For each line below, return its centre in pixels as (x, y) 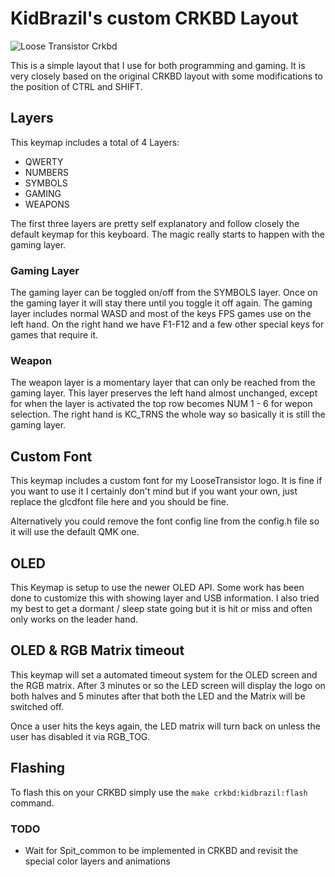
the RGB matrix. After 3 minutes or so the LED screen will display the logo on (168, 685)
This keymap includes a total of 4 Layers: (95, 142)
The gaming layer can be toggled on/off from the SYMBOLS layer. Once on (164, 293)
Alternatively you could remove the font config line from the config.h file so (165, 521)
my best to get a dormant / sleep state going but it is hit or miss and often (161, 608)
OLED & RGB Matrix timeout (97, 650)
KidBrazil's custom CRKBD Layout (154, 18)
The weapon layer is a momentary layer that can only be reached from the (163, 383)
